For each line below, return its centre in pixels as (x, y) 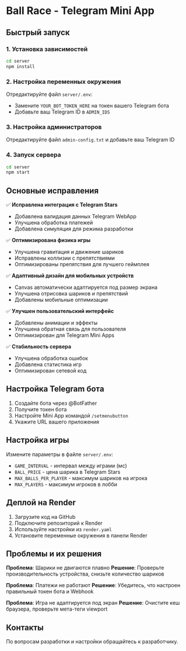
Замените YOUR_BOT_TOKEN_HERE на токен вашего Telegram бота (92, 105)
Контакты (25, 627)
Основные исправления (52, 190)
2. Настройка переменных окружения (64, 81)
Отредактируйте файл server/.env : (49, 94)
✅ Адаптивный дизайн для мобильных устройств (70, 275)
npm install (20, 66)
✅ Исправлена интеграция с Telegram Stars (62, 205)
